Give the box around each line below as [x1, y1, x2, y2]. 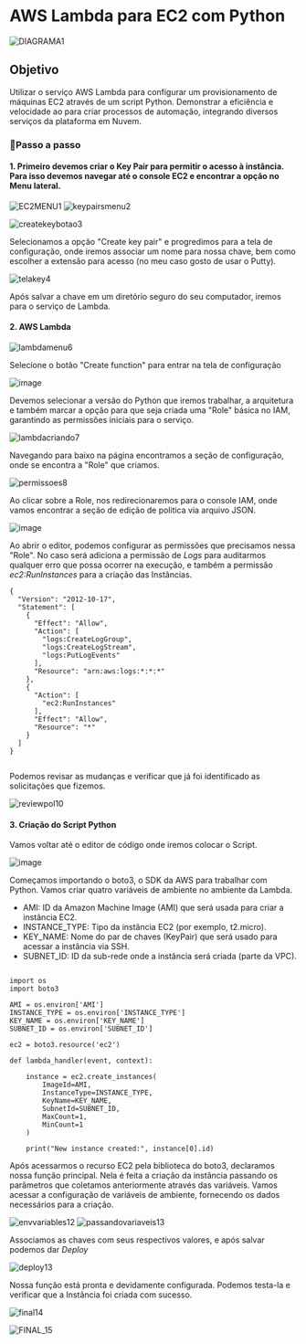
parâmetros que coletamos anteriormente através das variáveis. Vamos [9, 1180, 279, 1191]
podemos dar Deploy [9, 1244, 89, 1255]
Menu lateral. [9, 180, 61, 192]
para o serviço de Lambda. [9, 301, 111, 312]
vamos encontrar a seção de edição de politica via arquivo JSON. [9, 504, 257, 516]
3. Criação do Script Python [9, 819, 117, 830]
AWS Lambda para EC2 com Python [9, 5, 286, 26]
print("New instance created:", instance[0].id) [26, 1144, 215, 1154]
